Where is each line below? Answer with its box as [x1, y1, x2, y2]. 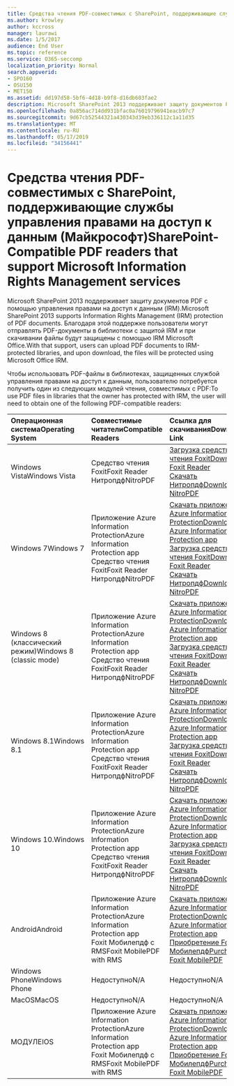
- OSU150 [7, 82, 33, 89]
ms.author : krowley [7, 17, 64, 24]
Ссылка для [169, 416, 212, 425]
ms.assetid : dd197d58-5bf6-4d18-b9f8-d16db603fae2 [7, 95, 157, 102]
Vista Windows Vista [10, 472, 76, 481]
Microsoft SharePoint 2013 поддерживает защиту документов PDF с [7, 297, 208, 306]
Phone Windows [10, 975, 62, 985]
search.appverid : [7, 68, 58, 75]
